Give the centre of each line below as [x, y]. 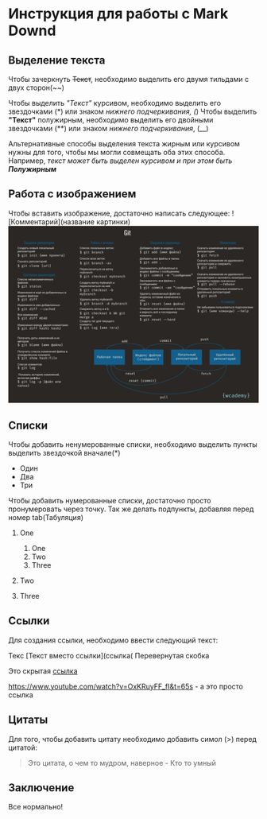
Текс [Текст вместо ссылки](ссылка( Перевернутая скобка [109, 655]
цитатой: [23, 747]
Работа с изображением [72, 194]
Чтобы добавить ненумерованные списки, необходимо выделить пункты [133, 444]
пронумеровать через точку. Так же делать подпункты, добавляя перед [131, 509]
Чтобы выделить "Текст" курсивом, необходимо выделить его [114, 103]
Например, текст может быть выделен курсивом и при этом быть [120, 161]
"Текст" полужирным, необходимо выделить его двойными [111, 120]
